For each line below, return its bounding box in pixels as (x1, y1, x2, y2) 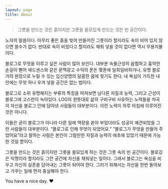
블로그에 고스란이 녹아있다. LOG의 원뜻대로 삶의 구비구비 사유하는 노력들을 (5, 96, 151, 102)
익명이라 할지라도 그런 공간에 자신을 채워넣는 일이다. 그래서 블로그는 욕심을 (10, 155, 156, 161)
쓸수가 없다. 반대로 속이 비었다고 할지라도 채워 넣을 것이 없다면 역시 (14, 43, 145, 49)
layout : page (5, 7, 33, 13)
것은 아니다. (5, 109, 29, 115)
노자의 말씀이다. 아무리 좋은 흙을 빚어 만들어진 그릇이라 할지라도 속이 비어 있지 (5, 37, 158, 43)
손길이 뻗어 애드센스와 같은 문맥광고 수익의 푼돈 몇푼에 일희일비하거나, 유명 (5, 66, 151, 73)
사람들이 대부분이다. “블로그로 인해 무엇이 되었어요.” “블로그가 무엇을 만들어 (10, 126, 158, 132)
